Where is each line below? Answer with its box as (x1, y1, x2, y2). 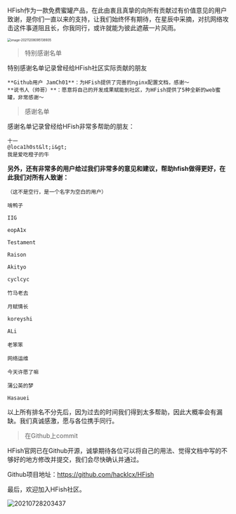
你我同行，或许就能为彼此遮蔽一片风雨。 (62, 24, 180, 32)
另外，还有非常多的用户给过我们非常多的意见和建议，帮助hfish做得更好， (7, 165, 220, 172)
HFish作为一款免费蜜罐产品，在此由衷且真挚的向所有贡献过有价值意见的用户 (7, 6, 227, 14)
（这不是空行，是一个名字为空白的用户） (7, 188, 107, 195)
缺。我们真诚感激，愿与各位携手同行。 (7, 417, 118, 425)
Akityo (7, 264, 27, 271)
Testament (7, 239, 37, 246)
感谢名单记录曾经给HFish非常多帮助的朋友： (7, 122, 135, 130)
